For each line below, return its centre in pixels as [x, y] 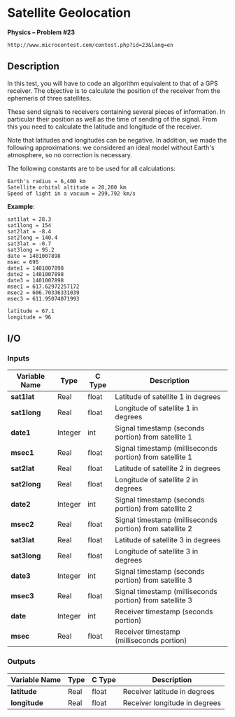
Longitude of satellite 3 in [157, 551]
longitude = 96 [29, 317]
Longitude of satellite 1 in [157, 408]
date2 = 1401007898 [36, 274]
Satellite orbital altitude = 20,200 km [67, 187]
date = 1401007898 [34, 256]
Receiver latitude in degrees [169, 691]
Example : [21, 206]
